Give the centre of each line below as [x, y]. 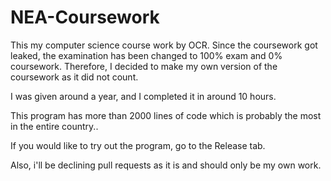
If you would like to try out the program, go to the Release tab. [138, 145]
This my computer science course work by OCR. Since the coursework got [164, 45]
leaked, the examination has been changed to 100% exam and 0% [146, 55]
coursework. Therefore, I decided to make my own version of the [144, 66]
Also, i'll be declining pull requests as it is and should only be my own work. [166, 165]
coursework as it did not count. [74, 77]
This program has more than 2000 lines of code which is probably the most [166, 115]
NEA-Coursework [85, 17]
